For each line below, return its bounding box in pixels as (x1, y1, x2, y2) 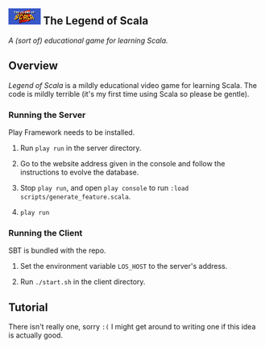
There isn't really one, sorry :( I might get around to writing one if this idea (8, 322, 256, 332)
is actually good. (8, 330, 63, 340)
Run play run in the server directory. (19, 143, 142, 153)
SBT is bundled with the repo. (8, 245, 106, 255)
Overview (8, 59, 59, 73)
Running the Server (8, 109, 86, 120)
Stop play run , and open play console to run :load (19, 182, 189, 192)
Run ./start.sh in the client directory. (19, 277, 146, 287)
